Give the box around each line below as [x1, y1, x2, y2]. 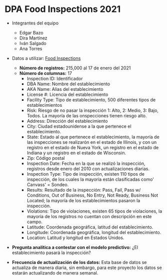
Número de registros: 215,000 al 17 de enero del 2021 [19, 65, 131, 71]
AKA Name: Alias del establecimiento [26, 86, 103, 92]
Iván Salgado [19, 40, 46, 46]
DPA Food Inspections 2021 [4, 3, 121, 15]
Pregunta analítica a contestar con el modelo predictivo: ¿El [11, 244, 138, 250]
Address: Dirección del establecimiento [26, 118, 108, 124]
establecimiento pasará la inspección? [11, 250, 91, 256]
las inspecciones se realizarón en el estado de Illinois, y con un [26, 139, 157, 145]
